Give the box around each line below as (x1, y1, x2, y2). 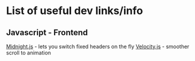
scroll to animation (6, 49, 52, 56)
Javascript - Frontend (6, 28, 88, 38)
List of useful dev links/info (6, 4, 143, 18)
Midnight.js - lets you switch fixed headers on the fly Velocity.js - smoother (6, 43, 190, 50)
